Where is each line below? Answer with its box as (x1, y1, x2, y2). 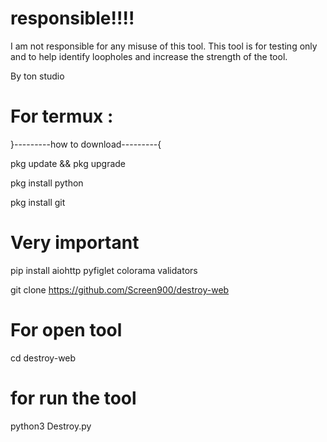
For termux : (10, 105, 114, 128)
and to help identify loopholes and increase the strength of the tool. (10, 50, 288, 62)
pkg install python (10, 177, 84, 189)
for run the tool (10, 387, 137, 409)
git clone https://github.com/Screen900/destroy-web (10, 283, 230, 296)
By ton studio (10, 70, 65, 82)
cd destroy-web (10, 352, 77, 364)
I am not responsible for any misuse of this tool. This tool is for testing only (10, 40, 318, 52)
